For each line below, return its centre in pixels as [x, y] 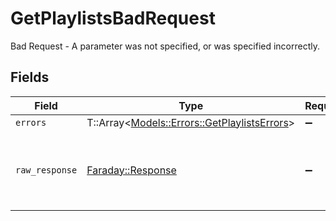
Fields [30, 77]
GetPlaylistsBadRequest [113, 18]
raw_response [46, 170]
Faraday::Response [131, 170]
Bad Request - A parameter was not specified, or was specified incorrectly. [165, 46]
